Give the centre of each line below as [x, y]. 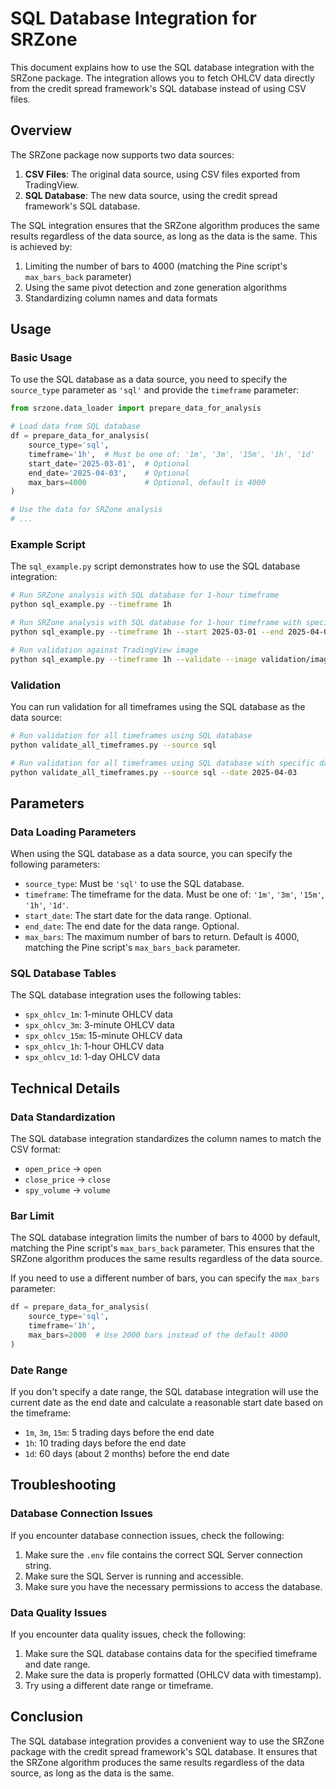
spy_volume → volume [67, 1190]
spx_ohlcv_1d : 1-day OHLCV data [92, 1057]
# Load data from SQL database [75, 427]
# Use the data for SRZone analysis [86, 510]
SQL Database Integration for [133, 18]
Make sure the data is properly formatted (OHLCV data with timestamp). [173, 1675]
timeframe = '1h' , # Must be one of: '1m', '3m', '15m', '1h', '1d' [171, 454]
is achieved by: [41, 246]
